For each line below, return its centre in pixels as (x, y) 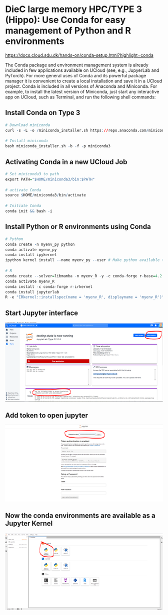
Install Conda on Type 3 (43, 113)
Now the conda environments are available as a (80, 516)
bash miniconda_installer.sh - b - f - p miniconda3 (58, 146)
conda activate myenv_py (31, 250)
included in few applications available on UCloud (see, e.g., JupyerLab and (82, 70)
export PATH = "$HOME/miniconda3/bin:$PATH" (50, 179)
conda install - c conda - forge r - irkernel (49, 287)
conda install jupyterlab (32, 292)
